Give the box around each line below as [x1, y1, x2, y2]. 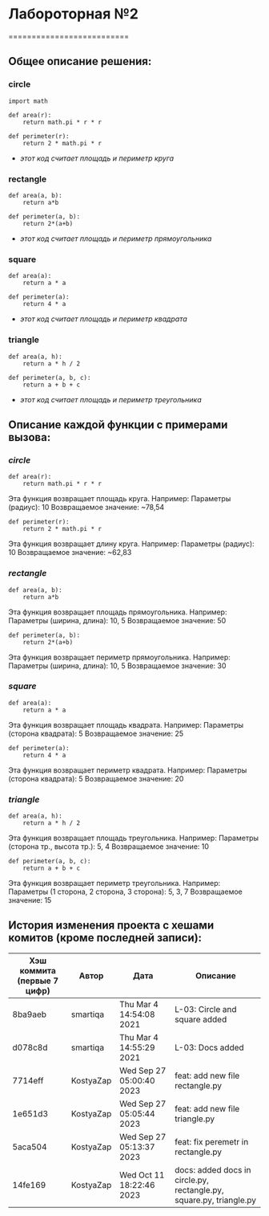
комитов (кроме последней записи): [8, 931, 203, 945]
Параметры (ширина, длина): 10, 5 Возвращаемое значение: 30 [8, 660, 227, 671]
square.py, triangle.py [175, 1194, 257, 1206]
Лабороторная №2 [8, 5, 139, 23]
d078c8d [12, 1042, 48, 1053]
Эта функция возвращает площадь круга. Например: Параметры [8, 494, 231, 504]
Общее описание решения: [8, 55, 152, 68]
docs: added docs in [175, 1164, 251, 1175]
